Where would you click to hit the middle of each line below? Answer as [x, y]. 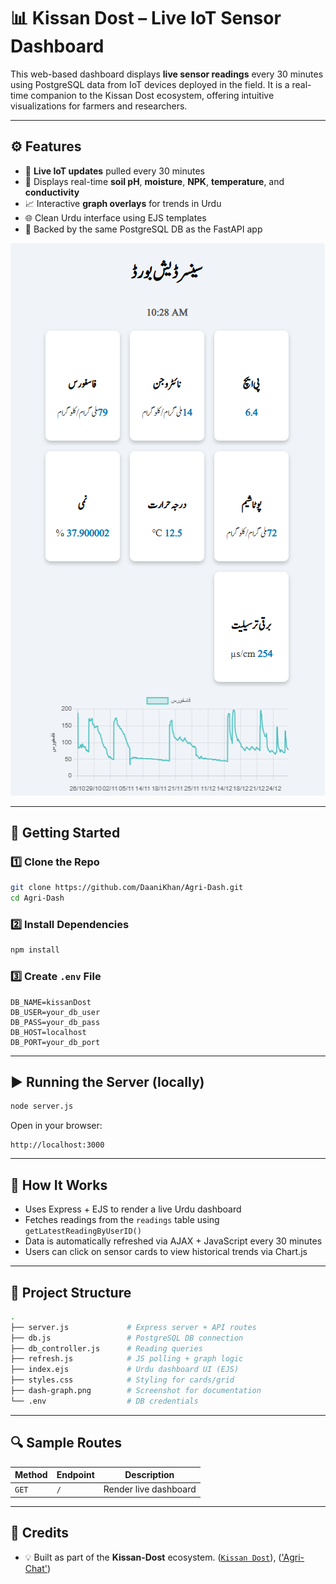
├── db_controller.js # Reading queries [106, 1348]
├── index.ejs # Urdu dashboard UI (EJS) [125, 1370]
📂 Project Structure [71, 1292]
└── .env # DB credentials [104, 1401]
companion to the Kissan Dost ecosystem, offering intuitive [152, 95]
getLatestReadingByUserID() [83, 1231]
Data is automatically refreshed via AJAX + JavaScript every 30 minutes [173, 1241]
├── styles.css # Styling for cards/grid [122, 1380]
